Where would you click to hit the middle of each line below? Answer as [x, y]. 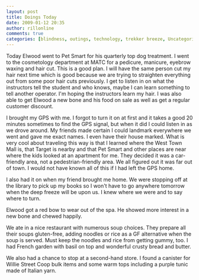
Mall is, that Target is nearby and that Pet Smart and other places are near [96, 149]
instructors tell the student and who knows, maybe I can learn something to [98, 87]
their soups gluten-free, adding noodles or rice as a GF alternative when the [99, 234]
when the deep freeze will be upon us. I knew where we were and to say [94, 192]
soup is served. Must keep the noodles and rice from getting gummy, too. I [97, 240]
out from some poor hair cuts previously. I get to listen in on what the [90, 81]
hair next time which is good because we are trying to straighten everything [98, 75]
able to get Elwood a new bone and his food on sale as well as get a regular [98, 100]
